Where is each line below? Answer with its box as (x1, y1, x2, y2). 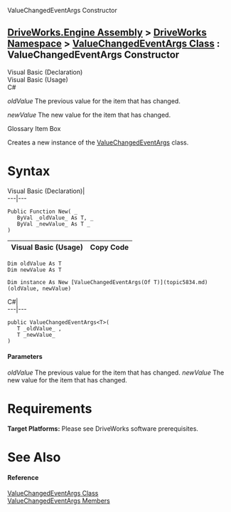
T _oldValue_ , (16, 325, 62, 332)
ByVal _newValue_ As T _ (16, 220, 91, 227)
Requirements (7, 401, 92, 417)
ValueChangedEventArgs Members (7, 496, 110, 505)
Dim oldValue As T (7, 260, 62, 267)
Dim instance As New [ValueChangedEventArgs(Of (7, 278, 151, 286)
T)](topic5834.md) (154, 278, 208, 286)
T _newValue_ (16, 331, 55, 338)
